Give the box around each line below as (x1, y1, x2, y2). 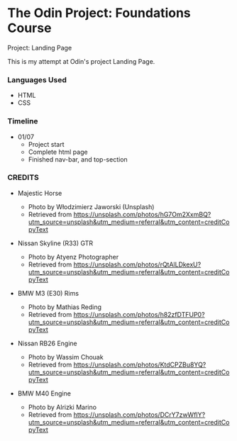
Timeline (7, 116, 38, 126)
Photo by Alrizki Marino (28, 403, 97, 411)
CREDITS (7, 172, 39, 182)
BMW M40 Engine (17, 389, 71, 398)
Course (7, 20, 52, 36)
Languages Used (7, 74, 67, 84)
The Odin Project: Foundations (7, 5, 192, 21)
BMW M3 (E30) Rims (17, 289, 79, 297)
